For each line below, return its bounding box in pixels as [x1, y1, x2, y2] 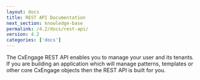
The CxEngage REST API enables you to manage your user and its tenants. [6, 54, 194, 61]
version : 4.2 [6, 32, 40, 38]
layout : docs [6, 8, 40, 15]
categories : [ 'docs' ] [6, 37, 62, 43]
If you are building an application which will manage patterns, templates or [6, 60, 193, 67]
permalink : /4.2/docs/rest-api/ [6, 25, 88, 32]
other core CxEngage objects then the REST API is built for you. [6, 67, 166, 73]
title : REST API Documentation [6, 15, 86, 21]
